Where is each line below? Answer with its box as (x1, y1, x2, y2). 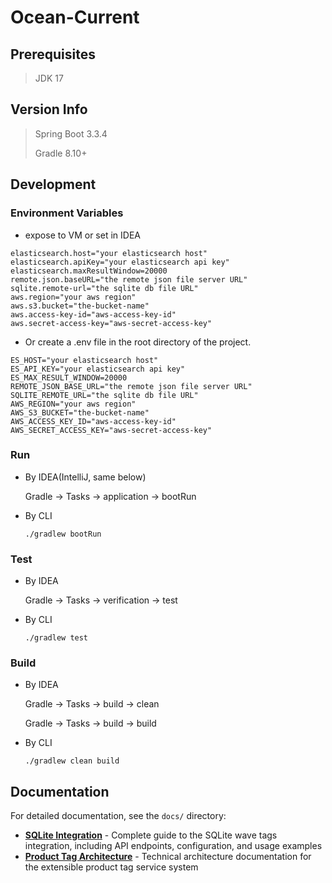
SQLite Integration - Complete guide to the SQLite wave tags (24, 829, 278, 841)
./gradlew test (24, 633, 89, 643)
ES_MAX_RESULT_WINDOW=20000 (10, 372, 128, 383)
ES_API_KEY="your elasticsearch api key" (10, 364, 186, 374)
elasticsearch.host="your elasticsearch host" (10, 248, 208, 258)
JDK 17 (34, 72, 64, 84)
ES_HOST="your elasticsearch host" (10, 355, 159, 365)
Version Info (10, 101, 88, 118)
